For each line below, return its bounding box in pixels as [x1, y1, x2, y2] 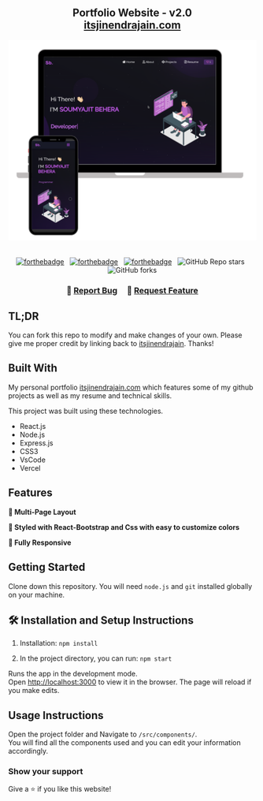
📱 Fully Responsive [8, 538, 72, 547]
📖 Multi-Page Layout [8, 507, 76, 516]
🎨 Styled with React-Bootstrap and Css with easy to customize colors [8, 522, 240, 531]
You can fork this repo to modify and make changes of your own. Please [8, 330, 243, 340]
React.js [19, 421, 46, 430]
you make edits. [8, 686, 60, 695]
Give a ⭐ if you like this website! [8, 784, 112, 794]
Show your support [8, 766, 83, 777]
